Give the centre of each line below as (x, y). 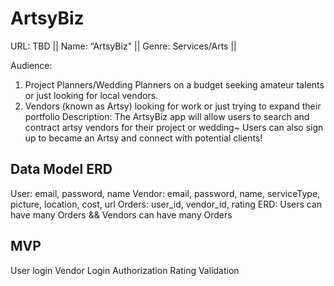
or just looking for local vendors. (91, 95)
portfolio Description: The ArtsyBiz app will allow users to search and (167, 116)
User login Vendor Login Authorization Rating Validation (125, 270)
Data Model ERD (61, 169)
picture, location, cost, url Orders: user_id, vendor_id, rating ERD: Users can (166, 204)
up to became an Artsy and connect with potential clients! (143, 138)
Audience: (31, 65)
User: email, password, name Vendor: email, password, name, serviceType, (165, 193)
